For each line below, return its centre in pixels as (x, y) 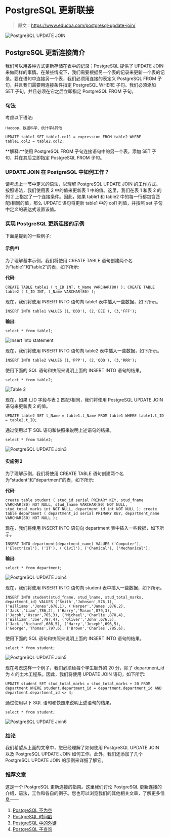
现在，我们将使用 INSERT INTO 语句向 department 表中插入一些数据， (78, 528)
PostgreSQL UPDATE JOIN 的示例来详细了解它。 (56, 761)
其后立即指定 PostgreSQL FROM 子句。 (63, 158)
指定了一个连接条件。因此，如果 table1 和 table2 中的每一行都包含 (88, 197)
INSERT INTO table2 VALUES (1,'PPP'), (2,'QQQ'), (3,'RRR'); (71, 360)
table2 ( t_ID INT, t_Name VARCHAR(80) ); (51, 292)
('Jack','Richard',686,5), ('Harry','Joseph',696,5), (63, 624)
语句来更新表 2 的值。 (28, 406)
